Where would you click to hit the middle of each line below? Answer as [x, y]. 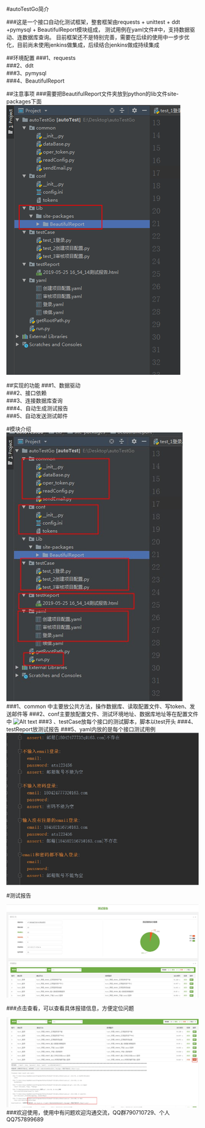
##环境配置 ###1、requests [41, 58]
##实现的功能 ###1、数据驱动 [43, 385]
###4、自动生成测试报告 [37, 408]
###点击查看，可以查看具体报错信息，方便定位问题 [70, 1008]
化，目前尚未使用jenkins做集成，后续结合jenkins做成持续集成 [83, 45]
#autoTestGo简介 [28, 9]
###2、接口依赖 [27, 393]
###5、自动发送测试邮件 [37, 416]
